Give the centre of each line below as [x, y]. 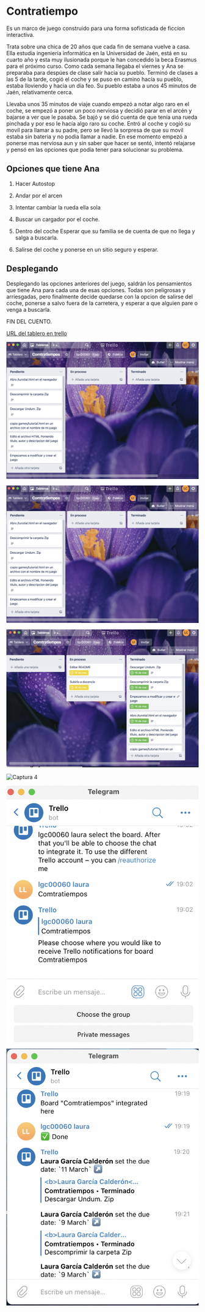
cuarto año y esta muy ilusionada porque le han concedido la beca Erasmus [102, 59]
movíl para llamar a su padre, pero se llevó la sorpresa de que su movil [95, 130]
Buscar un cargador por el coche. [57, 219]
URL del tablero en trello [37, 333]
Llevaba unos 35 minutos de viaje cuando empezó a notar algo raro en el [98, 104]
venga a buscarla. [29, 309]
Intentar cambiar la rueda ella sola [58, 207]
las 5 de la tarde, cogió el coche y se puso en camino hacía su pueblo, [95, 79]
